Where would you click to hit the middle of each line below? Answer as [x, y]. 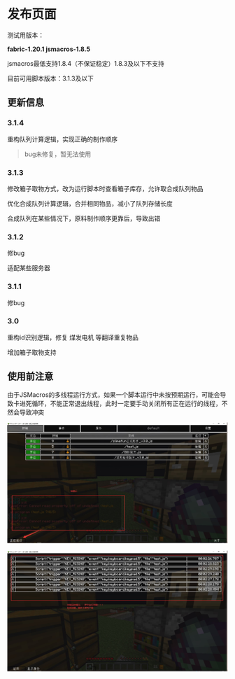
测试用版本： [26, 35]
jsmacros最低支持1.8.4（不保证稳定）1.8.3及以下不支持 [86, 63]
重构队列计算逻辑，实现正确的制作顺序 [62, 139]
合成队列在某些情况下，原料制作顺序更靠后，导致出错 [84, 218]
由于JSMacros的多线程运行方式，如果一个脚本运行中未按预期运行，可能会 [114, 394]
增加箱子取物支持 [32, 352]
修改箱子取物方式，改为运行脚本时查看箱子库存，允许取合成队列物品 [105, 188]
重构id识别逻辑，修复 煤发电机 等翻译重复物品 [73, 337]
